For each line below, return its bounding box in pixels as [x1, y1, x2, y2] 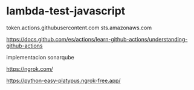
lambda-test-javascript [6, 4, 126, 18]
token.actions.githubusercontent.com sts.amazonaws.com [6, 24, 152, 31]
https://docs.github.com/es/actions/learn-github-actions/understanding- [6, 35, 188, 43]
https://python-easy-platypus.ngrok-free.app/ [6, 77, 121, 84]
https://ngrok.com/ [6, 65, 53, 73]
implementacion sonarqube [6, 53, 74, 61]
